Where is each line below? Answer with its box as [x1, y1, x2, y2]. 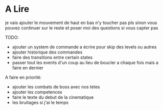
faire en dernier [12, 65, 44, 71]
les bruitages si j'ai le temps [12, 99, 69, 105]
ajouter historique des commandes [12, 49, 83, 55]
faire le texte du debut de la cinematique [12, 94, 94, 100]
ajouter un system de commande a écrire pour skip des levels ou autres [12, 44, 157, 50]
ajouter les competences [12, 89, 63, 95]
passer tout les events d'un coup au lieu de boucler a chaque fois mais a [12, 59, 159, 65]
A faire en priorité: [5, 74, 42, 80]
